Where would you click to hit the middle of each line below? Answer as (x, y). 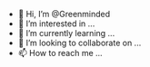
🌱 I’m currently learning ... (66, 33)
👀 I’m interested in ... (56, 24)
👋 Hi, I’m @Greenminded (64, 14)
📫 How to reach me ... (60, 53)
